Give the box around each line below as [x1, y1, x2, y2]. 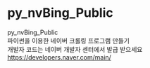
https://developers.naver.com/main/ [7, 53, 111, 61]
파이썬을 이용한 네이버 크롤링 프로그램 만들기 [7, 36, 130, 45]
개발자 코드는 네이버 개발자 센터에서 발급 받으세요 [7, 45, 143, 53]
